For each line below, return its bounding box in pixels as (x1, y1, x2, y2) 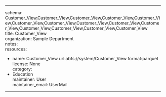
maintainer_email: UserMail (12, 82, 68, 87)
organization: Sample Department (5, 36, 74, 42)
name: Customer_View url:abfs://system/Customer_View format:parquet (12, 56, 159, 61)
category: (12, 66, 32, 72)
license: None (12, 61, 41, 67)
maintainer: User (12, 76, 46, 82)
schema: (5, 10, 23, 15)
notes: (5, 41, 18, 47)
